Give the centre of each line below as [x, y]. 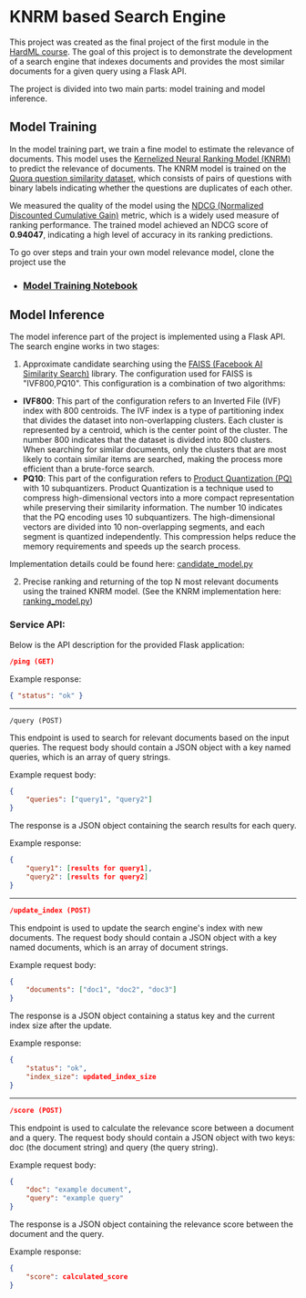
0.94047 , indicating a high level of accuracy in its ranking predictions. [141, 234]
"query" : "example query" [75, 1199]
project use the [38, 262]
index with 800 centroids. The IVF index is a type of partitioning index [153, 411]
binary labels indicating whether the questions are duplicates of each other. [151, 188]
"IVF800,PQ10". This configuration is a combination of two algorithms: [154, 384]
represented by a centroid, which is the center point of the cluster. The [155, 430]
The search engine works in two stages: [85, 346]
